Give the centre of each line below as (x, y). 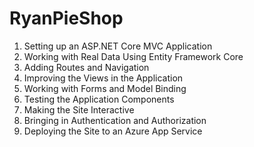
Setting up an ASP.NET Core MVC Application (118, 46)
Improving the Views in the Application (103, 78)
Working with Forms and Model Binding (105, 88)
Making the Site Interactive (79, 109)
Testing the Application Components (99, 99)
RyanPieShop (66, 18)
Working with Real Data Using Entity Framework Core (133, 56)
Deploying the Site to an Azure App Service (113, 131)
